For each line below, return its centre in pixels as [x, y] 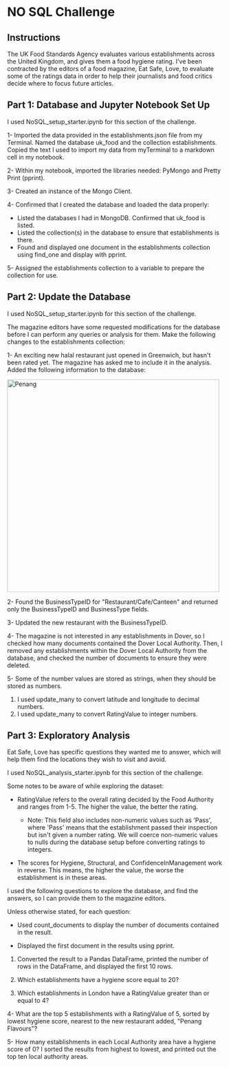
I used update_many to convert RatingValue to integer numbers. [107, 714]
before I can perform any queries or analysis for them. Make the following [111, 334]
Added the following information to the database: [77, 369]
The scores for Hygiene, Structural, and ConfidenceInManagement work [119, 863]
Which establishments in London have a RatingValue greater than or [113, 993]
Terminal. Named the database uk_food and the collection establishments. [112, 142]
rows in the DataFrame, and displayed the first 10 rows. [95, 966]
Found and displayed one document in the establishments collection [114, 247]
